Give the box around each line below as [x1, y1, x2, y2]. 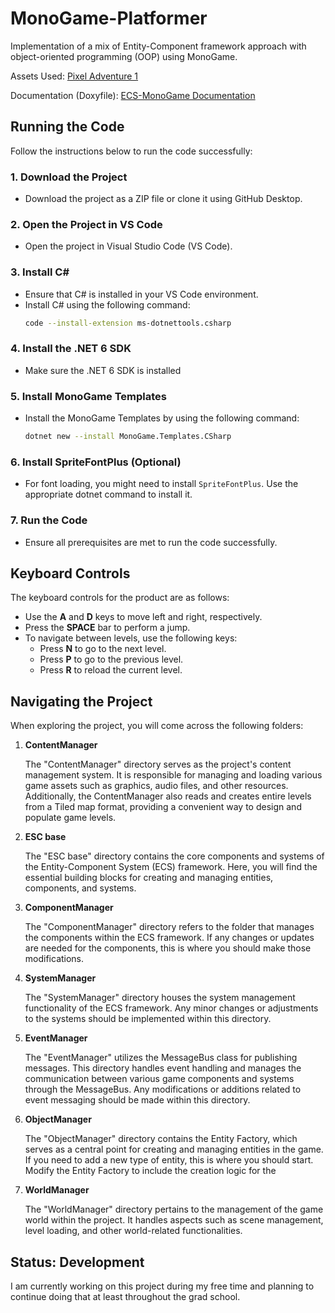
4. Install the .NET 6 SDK [10, 342, 132, 356]
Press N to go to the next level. [39, 643, 167, 655]
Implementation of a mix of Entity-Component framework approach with [10, 40, 307, 52]
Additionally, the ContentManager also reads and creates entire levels [24, 790, 312, 802]
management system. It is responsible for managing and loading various [24, 769, 323, 781]
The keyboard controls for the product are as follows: [10, 592, 230, 604]
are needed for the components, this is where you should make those [24, 942, 312, 954]
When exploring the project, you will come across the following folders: [10, 720, 304, 732]
